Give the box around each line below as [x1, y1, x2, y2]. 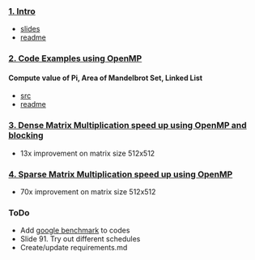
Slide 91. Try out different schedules [19, 234, 141, 244]
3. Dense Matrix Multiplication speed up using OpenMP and [8, 120, 247, 131]
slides [19, 24, 40, 34]
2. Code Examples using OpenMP [8, 53, 142, 64]
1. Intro [8, 6, 36, 17]
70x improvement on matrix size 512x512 [19, 187, 156, 197]
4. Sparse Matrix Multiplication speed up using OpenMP [8, 168, 233, 180]
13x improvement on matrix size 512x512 [19, 148, 155, 158]
